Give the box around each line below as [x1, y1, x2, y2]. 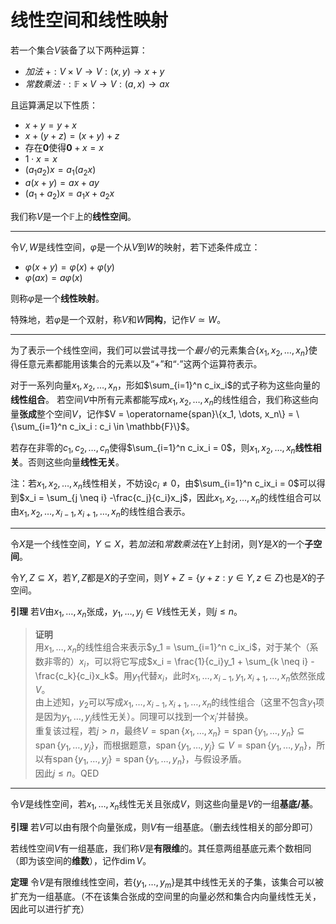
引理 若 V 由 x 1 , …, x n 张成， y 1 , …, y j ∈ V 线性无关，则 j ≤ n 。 [10, 606, 243, 620]
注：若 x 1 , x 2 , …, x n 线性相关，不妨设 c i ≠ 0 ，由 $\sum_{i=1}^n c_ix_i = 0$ [10, 477, 300, 491]
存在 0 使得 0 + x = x [24, 141, 104, 153]
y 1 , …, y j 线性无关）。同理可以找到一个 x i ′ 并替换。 [61, 711, 254, 725]
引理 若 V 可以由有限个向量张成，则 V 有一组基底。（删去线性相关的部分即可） [10, 821, 319, 833]
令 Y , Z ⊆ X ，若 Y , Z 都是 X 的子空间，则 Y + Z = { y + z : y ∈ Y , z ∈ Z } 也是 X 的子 [10, 572, 326, 584]
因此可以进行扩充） [10, 902, 90, 915]
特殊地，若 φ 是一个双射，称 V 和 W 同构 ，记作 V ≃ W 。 [10, 313, 227, 325]
